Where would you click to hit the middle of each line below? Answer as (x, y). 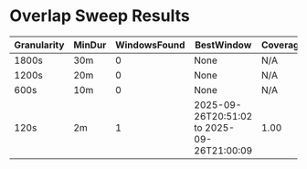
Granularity (39, 45)
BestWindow (223, 45)
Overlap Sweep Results (100, 16)
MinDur (90, 45)
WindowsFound (150, 45)
